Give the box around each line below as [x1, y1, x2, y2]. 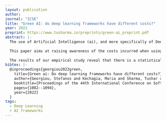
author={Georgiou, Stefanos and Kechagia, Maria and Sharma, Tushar [14, 76, 158, 81]
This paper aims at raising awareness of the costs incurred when [9, 48, 149, 53]
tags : [5, 99, 16, 104]
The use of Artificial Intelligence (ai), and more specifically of [9, 40, 154, 44]
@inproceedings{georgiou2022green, [9, 67, 83, 72]
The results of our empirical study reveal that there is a [9, 58, 136, 63]
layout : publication [5, 7, 48, 12]
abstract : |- [5, 35, 32, 40]
